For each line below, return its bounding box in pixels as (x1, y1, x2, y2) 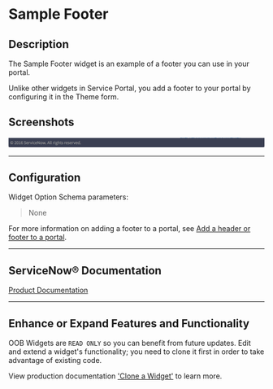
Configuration (8, 170, 81, 184)
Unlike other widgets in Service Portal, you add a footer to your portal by (8, 83, 251, 93)
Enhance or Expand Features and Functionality (8, 317, 250, 330)
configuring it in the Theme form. (8, 92, 119, 102)
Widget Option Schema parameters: (8, 192, 128, 202)
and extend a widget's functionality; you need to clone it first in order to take (8, 347, 265, 356)
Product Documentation (8, 286, 89, 295)
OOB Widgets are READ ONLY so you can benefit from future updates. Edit (8, 338, 252, 347)
